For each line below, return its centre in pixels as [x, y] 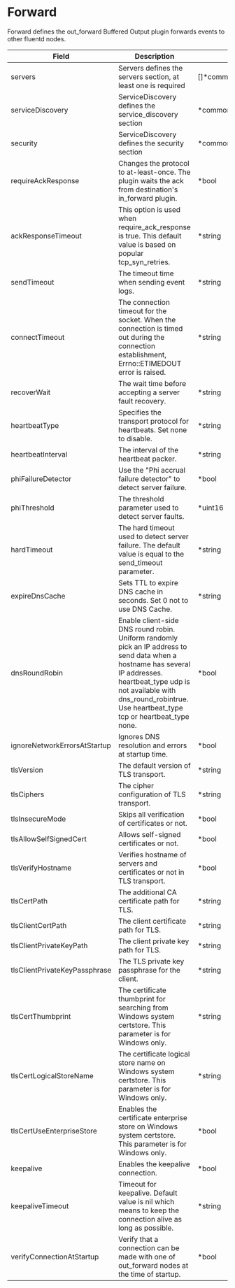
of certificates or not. [152, 823]
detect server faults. [151, 516]
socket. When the [147, 320]
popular [131, 253]
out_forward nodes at [153, 1265]
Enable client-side [148, 620]
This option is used [149, 209]
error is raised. [142, 372]
